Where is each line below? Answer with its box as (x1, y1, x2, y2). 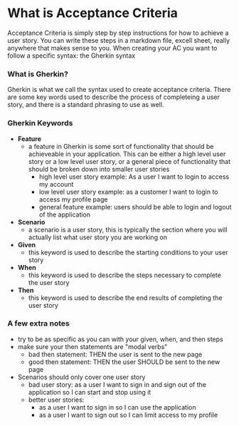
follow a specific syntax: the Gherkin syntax (7, 51, 136, 60)
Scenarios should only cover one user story (17, 373, 146, 381)
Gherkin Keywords (7, 118, 73, 128)
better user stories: (28, 395, 85, 404)
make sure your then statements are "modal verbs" (17, 342, 168, 350)
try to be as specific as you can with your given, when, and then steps (17, 335, 223, 343)
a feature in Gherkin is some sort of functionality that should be (28, 142, 214, 150)
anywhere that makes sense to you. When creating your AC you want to (7, 43, 218, 52)
